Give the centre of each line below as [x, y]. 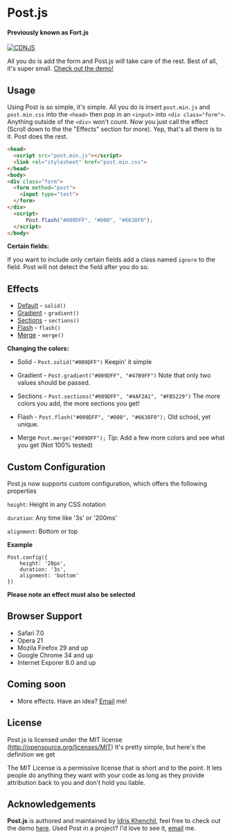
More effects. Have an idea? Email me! [72, 701]
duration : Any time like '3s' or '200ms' [62, 518]
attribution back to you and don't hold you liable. [76, 782]
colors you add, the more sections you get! [78, 404]
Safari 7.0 [30, 633]
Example [20, 545]
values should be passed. [54, 383]
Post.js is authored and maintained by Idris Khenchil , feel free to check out [114, 821]
